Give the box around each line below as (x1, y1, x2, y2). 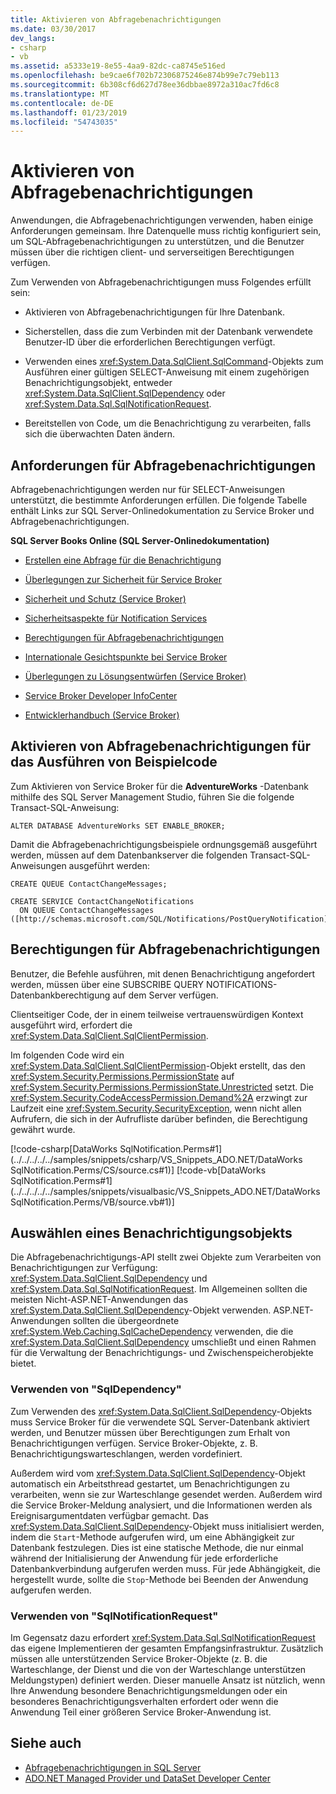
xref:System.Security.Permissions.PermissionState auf (10, 1070, 235, 1082)
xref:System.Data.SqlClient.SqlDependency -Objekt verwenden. (10, 1304, 272, 1316)
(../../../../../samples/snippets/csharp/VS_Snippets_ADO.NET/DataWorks (10, 1153, 303, 1165)
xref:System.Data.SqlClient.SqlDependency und (10, 1272, 208, 1285)
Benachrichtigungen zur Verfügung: (10, 1262, 158, 1274)
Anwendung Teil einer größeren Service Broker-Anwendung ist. (10, 1706, 272, 1718)
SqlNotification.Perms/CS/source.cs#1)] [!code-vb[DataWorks (10, 1164, 267, 1176)
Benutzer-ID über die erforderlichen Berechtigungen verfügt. (24, 336, 276, 348)
